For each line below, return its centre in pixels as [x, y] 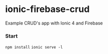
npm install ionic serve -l [34, 47]
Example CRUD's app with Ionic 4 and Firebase [54, 23]
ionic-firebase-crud [47, 9]
